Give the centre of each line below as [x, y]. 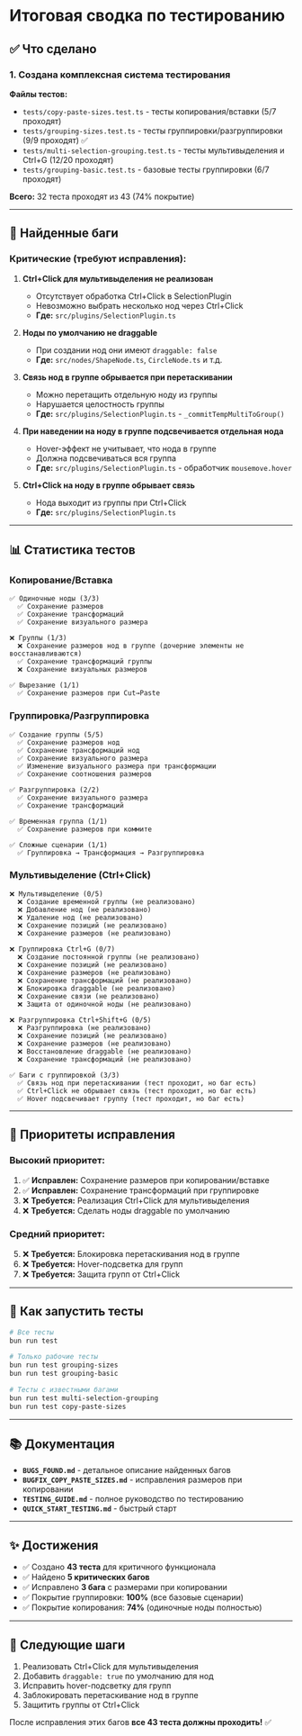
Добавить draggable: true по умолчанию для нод [118, 1677]
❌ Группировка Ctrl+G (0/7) [62, 949]
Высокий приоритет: [58, 1161]
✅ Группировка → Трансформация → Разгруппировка [111, 853]
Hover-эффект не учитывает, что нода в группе [126, 448]
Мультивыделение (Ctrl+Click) [80, 875]
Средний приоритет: [57, 1234]
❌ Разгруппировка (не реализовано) [84, 1027]
